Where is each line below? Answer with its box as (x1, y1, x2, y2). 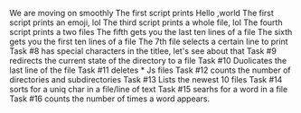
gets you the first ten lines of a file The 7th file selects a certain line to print (9, 36, 288, 47)
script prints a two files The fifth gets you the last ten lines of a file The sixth (9, 27, 293, 37)
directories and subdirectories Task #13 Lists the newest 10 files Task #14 (9, 74, 283, 84)
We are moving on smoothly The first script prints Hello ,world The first (9, 8, 274, 18)
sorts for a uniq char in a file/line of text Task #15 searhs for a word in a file (9, 84, 288, 94)
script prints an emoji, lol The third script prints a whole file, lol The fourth (9, 17, 283, 28)
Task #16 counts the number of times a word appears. (9, 93, 211, 104)
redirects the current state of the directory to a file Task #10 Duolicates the (9, 56, 287, 65)
